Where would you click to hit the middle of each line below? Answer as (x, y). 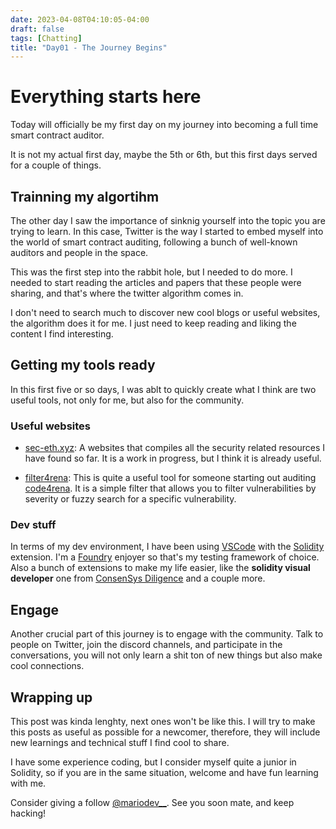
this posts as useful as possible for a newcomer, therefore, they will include (165, 732)
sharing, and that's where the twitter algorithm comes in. (127, 293)
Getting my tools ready (83, 365)
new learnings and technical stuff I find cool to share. (120, 743)
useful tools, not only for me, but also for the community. (127, 400)
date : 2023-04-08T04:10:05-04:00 (80, 19)
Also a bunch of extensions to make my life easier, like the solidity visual (160, 568)
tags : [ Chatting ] (46, 38)
